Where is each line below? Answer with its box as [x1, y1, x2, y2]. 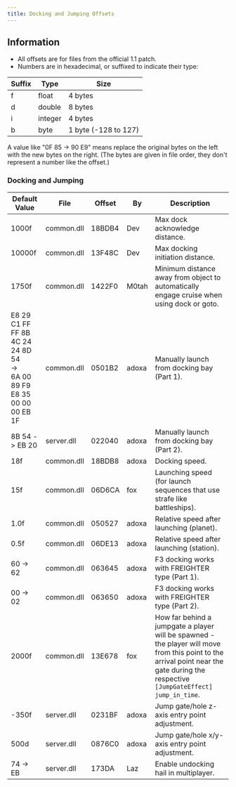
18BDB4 [91, 223, 119, 233]
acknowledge [155, 223, 200, 233]
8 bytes [68, 103, 93, 112]
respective [155, 674, 190, 684]
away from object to [155, 272, 221, 282]
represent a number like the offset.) [7, 158, 110, 167]
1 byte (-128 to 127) [68, 125, 139, 135]
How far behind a [155, 612, 212, 622]
